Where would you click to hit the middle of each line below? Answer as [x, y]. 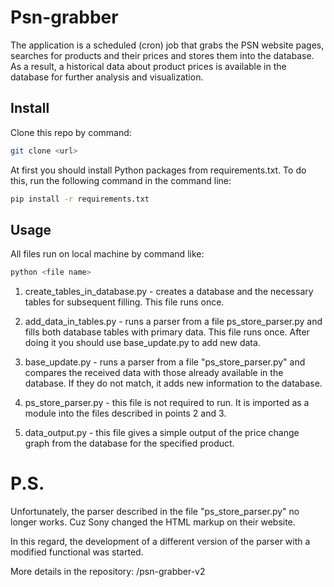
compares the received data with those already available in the [154, 373]
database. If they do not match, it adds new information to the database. [173, 383]
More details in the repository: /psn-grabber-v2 [108, 572]
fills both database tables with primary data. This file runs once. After [167, 332]
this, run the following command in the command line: [121, 180]
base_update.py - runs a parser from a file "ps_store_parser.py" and [165, 362]
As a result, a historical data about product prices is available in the [148, 66]
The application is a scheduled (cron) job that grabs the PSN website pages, [167, 45]
